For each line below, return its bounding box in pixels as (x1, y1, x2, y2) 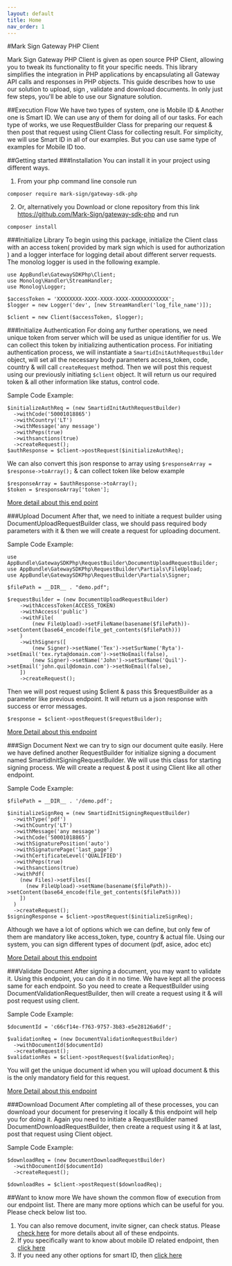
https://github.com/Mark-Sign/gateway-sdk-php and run (17, 210, 179, 219)
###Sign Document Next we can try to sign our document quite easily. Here (7, 741, 224, 750)
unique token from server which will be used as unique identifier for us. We (7, 334, 222, 342)
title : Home (7, 17, 42, 24)
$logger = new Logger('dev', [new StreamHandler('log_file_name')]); (7, 302, 213, 309)
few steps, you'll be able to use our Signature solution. (7, 92, 163, 101)
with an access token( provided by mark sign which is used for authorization (7, 243, 225, 252)
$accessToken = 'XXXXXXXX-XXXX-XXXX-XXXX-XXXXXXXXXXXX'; (7, 296, 175, 303)
